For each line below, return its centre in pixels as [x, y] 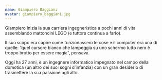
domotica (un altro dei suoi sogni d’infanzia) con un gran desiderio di [74, 67]
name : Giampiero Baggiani [31, 9]
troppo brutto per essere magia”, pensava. [47, 53]
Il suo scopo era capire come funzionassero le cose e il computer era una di [81, 42]
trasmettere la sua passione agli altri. [42, 72]
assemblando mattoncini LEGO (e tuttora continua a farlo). [63, 33]
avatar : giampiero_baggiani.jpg [38, 14]
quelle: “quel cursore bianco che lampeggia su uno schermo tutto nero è [78, 48]
